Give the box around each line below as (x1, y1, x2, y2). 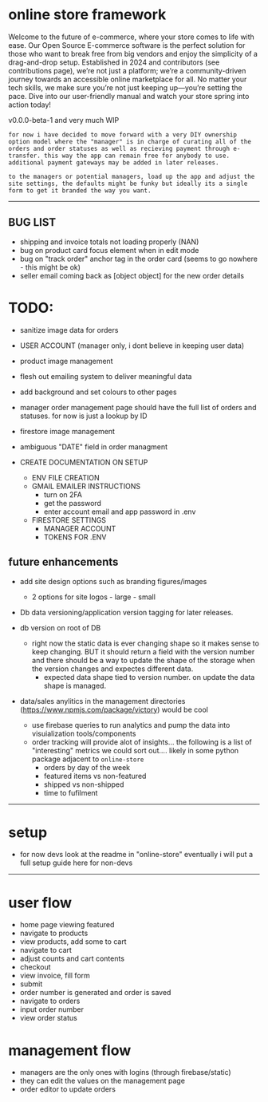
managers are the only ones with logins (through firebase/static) (19, 1068, 231, 1077)
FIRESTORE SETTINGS (31, 515, 106, 524)
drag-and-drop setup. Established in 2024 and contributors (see (8, 57, 220, 67)
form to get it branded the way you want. (8, 186, 152, 195)
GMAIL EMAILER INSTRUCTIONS (31, 481, 141, 491)
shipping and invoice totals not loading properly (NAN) (19, 237, 199, 247)
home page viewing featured (19, 920, 115, 930)
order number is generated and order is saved (19, 988, 171, 997)
